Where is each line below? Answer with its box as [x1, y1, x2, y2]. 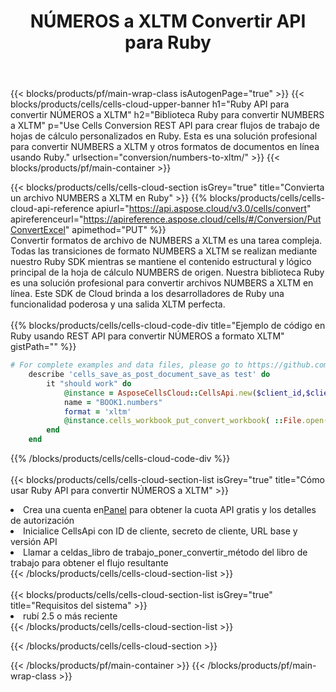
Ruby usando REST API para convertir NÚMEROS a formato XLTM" [10, 330, 285, 342]
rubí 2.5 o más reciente [23, 610, 118, 622]
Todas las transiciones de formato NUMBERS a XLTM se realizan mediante [10, 245, 318, 257]
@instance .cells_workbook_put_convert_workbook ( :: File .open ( [63, 416, 329, 426]
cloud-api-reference [10, 203, 95, 215]
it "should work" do [46, 378, 132, 389]
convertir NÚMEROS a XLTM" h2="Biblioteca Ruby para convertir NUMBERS [10, 109, 325, 121]
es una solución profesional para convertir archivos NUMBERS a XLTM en [10, 277, 314, 289]
